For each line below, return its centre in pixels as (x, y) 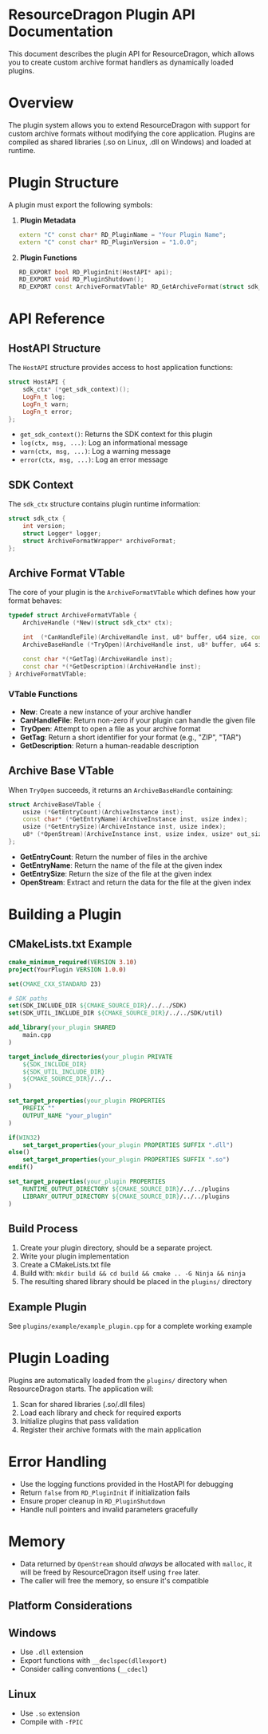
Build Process (43, 1229)
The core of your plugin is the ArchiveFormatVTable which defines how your (132, 593)
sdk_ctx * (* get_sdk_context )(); (76, 390)
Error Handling (58, 1462)
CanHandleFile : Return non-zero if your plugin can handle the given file (138, 720)
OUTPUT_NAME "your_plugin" (67, 1115)
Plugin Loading (59, 1358)
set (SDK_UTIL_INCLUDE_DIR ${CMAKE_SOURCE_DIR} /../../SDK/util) (116, 1013)
